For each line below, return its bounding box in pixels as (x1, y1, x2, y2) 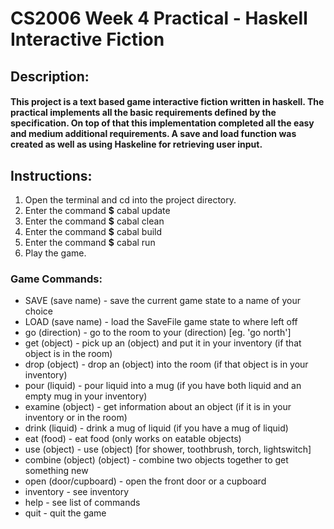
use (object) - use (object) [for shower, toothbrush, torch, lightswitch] (24, 443, 312, 456)
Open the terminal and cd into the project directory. (24, 193, 237, 206)
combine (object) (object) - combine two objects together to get (24, 454, 289, 466)
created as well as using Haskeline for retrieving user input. (10, 138, 263, 151)
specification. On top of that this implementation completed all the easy (10, 117, 315, 129)
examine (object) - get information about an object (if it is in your (24, 401, 292, 413)
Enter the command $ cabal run (24, 236, 156, 248)
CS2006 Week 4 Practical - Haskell (10, 7, 308, 30)
